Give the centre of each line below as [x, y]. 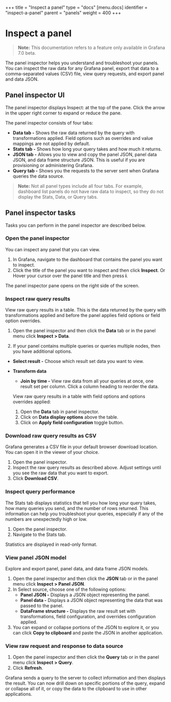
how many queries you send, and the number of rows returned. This [77, 508]
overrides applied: [32, 402]
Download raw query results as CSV [51, 436]
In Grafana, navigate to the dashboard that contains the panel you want [87, 259]
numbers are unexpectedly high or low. [46, 519]
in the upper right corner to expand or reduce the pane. [64, 113]
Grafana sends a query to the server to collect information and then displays [86, 678]
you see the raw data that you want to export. [60, 473]
